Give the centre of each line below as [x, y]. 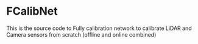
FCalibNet [32, 11]
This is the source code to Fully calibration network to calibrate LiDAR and [99, 28]
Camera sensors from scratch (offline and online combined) [81, 34]
